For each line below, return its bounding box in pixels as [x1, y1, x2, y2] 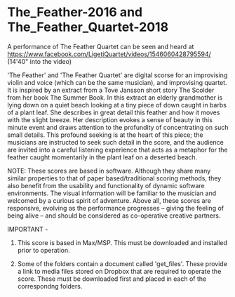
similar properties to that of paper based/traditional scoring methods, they [7, 173, 222, 183]
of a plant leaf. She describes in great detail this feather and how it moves [7, 108, 220, 117]
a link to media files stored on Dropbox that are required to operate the [17, 267, 222, 275]
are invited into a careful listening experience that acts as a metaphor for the [7, 145, 228, 154]
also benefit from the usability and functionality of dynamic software [7, 181, 205, 190]
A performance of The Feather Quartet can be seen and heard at [7, 42, 194, 51]
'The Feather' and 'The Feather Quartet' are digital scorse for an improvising [7, 71, 228, 79]
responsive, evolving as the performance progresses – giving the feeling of [7, 204, 224, 212]
